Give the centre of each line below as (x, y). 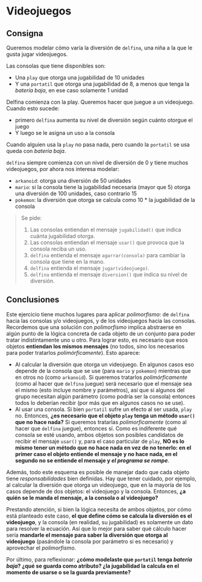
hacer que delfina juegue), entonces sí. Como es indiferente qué (96, 428)
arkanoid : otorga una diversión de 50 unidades (73, 181)
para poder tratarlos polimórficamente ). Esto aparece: (73, 352)
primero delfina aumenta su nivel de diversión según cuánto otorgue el (104, 120)
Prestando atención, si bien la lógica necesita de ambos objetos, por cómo (99, 509)
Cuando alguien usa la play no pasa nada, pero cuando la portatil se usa (98, 145)
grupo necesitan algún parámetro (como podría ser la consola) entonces (105, 396)
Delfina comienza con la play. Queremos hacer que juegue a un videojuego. (100, 102)
